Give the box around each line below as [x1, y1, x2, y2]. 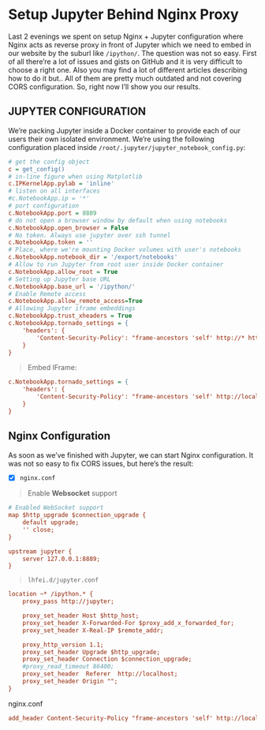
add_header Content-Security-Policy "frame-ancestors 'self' [8, 714, 214, 722]
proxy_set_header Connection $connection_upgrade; [22, 655, 192, 664]
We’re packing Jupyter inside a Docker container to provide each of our [8, 125, 241, 135]
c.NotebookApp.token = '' [8, 238, 93, 246]
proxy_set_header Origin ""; [22, 677, 118, 686]
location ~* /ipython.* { [8, 590, 93, 598]
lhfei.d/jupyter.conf [27, 576, 99, 585]
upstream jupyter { [8, 547, 73, 556]
